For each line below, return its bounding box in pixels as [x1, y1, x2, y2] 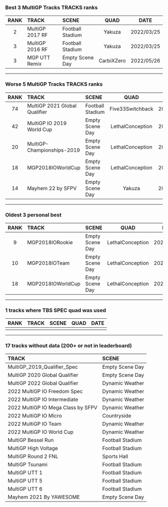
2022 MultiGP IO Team [7, 420, 61, 427]
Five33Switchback [109, 105, 153, 112]
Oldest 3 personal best [5, 211, 61, 218]
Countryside [102, 412, 131, 419]
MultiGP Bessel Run [7, 437, 54, 444]
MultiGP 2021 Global [27, 102, 76, 109]
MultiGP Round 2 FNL [7, 453, 58, 460]
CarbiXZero [98, 57, 126, 64]
